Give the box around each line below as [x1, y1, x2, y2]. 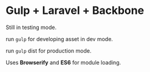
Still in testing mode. [5, 24, 57, 31]
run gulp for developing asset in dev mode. [5, 35, 114, 42]
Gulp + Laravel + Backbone [5, 4, 145, 18]
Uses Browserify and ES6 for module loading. [5, 59, 121, 66]
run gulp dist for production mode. [5, 47, 92, 54]
